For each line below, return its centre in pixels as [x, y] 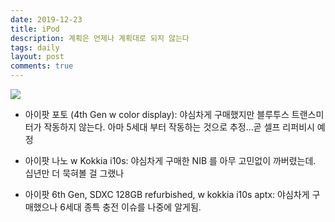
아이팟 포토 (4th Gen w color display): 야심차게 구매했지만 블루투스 [157, 114]
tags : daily [35, 47]
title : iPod [35, 29]
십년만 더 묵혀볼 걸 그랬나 [74, 173]
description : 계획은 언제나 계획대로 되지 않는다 [100, 38]
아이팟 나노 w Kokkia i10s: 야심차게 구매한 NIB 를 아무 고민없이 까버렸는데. [170, 160]
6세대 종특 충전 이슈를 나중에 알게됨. [130, 207]
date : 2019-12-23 [46, 19]
